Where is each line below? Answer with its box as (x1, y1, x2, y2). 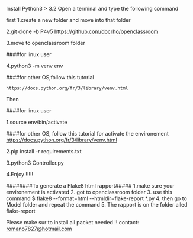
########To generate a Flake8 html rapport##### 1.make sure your (6, 182, 175, 189)
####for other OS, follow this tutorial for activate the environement (6, 130, 169, 137)
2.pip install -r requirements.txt (6, 148, 82, 155)
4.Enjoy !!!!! (6, 171, 34, 178)
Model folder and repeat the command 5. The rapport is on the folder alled (6, 201, 188, 208)
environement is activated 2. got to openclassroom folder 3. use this (6, 189, 173, 195)
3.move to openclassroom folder (6, 40, 86, 46)
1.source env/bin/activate (6, 118, 67, 126)
